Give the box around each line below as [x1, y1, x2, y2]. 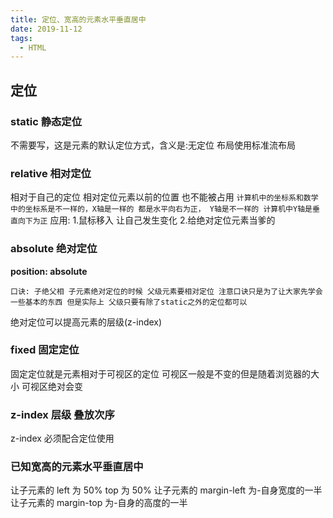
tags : [10, 33, 33, 43]
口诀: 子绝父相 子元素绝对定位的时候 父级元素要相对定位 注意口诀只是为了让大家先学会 [10, 286, 323, 296]
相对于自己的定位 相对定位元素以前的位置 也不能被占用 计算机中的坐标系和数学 [10, 191, 319, 203]
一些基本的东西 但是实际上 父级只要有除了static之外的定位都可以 [10, 297, 248, 307]
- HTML [19, 42, 47, 53]
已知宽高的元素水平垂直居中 [10, 460, 144, 474]
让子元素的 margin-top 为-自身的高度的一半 [10, 497, 188, 509]
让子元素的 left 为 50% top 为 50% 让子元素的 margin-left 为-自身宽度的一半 [10, 484, 323, 496]
